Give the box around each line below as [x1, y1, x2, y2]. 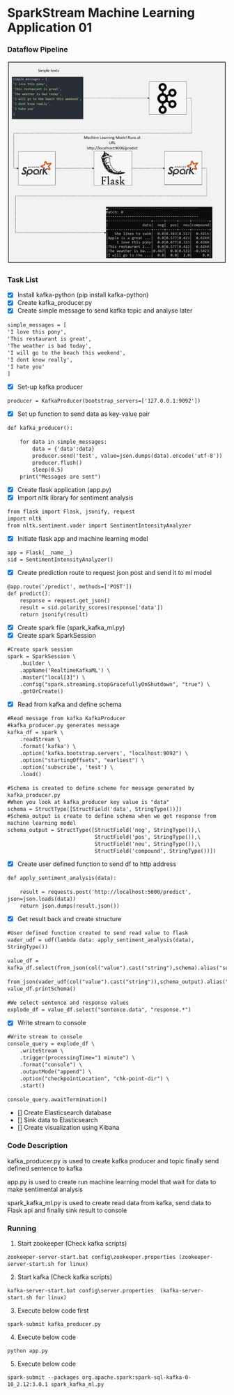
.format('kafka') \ [19, 743, 77, 750]
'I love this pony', [7, 328, 68, 336]
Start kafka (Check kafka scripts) [17, 1272, 113, 1281]
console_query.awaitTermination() [7, 1096, 108, 1103]
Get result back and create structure [17, 915, 122, 923]
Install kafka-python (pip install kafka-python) [17, 291, 149, 299]
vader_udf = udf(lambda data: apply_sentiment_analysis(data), [7, 937, 195, 943]
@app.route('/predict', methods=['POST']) [7, 583, 132, 590]
